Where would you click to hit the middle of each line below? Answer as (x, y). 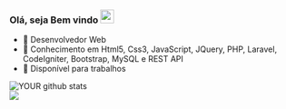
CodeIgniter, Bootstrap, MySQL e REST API (103, 59)
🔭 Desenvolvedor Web (64, 40)
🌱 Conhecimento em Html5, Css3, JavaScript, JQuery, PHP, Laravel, (150, 49)
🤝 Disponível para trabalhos (74, 69)
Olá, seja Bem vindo (54, 20)
